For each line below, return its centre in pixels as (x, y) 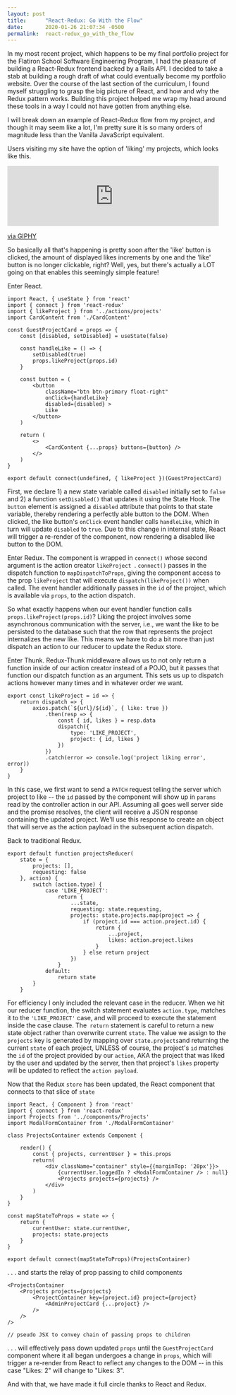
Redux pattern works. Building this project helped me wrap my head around (117, 99)
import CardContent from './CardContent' (69, 318)
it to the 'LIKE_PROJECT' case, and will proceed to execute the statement (112, 1018)
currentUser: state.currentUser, (82, 1228)
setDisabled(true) (60, 355)
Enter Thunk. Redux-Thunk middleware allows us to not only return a (107, 660)
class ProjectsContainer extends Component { (75, 1136)
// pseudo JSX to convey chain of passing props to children (99, 1335)
